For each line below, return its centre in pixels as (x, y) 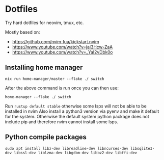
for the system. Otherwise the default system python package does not (77, 116)
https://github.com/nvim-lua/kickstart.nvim (55, 41)
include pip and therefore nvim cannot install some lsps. (62, 122)
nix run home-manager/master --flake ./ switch (55, 79)
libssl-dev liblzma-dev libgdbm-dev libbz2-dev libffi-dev (76, 153)
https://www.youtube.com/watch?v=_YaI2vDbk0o (62, 52)
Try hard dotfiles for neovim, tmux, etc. (44, 23)
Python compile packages (46, 137)
